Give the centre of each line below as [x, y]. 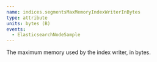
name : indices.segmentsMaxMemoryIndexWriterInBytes [73, 12]
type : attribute [27, 18]
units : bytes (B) [28, 23]
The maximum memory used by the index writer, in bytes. [78, 52]
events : [16, 29]
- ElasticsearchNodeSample [46, 35]
